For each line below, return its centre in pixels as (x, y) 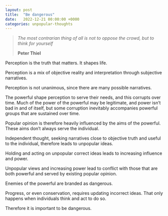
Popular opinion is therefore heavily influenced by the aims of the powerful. (83, 123)
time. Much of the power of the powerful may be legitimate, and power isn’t (83, 103)
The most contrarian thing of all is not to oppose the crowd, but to (86, 38)
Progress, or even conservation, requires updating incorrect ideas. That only (84, 193)
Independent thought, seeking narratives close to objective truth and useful (83, 138)
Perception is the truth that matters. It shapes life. (56, 63)
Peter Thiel (29, 53)
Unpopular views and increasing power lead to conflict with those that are (81, 168)
